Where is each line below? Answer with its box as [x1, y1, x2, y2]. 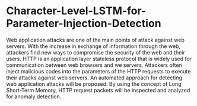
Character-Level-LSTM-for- [6, 4, 147, 18]
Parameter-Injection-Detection [6, 17, 161, 30]
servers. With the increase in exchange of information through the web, [6, 43, 181, 50]
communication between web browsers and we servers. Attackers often [6, 61, 182, 69]
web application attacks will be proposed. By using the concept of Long [6, 80, 182, 87]
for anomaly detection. [6, 93, 62, 100]
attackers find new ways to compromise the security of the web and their [6, 49, 185, 56]
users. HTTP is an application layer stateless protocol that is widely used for [6, 55, 192, 62]
